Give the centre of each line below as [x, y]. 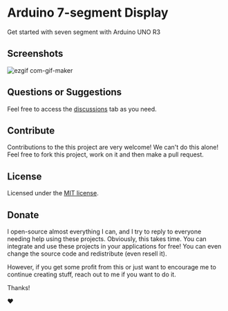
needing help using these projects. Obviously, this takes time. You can [107, 239]
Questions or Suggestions [65, 92]
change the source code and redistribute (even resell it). [87, 254]
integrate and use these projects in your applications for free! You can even [114, 246]
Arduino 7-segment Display [88, 13]
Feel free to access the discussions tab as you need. [82, 109]
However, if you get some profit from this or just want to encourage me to [112, 267]
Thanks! [19, 288]
